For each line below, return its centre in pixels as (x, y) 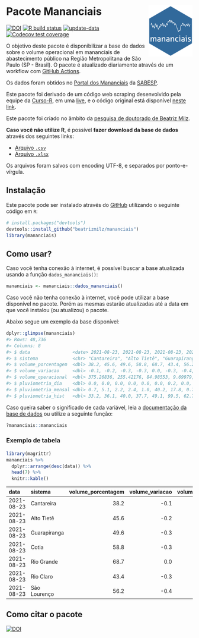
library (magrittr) (29, 454)
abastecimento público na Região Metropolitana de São (74, 58)
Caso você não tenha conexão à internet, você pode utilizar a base (88, 298)
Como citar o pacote (44, 615)
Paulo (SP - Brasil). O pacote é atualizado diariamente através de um (90, 65)
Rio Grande (44, 562)
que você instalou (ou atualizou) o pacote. (57, 310)
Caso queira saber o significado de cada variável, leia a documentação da (97, 407)
